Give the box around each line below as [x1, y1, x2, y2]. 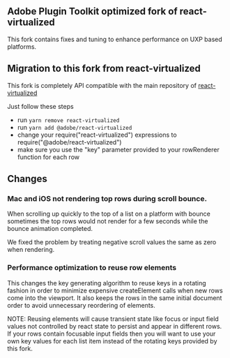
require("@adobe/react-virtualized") [17, 137, 122, 146]
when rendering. [7, 246, 55, 254]
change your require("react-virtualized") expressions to [17, 130, 177, 139]
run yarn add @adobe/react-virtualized [17, 123, 132, 131]
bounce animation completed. [7, 225, 93, 233]
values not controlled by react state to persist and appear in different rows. [7, 322, 222, 330]
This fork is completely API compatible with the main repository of [7, 81, 197, 89]
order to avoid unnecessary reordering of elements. [7, 301, 155, 309]
